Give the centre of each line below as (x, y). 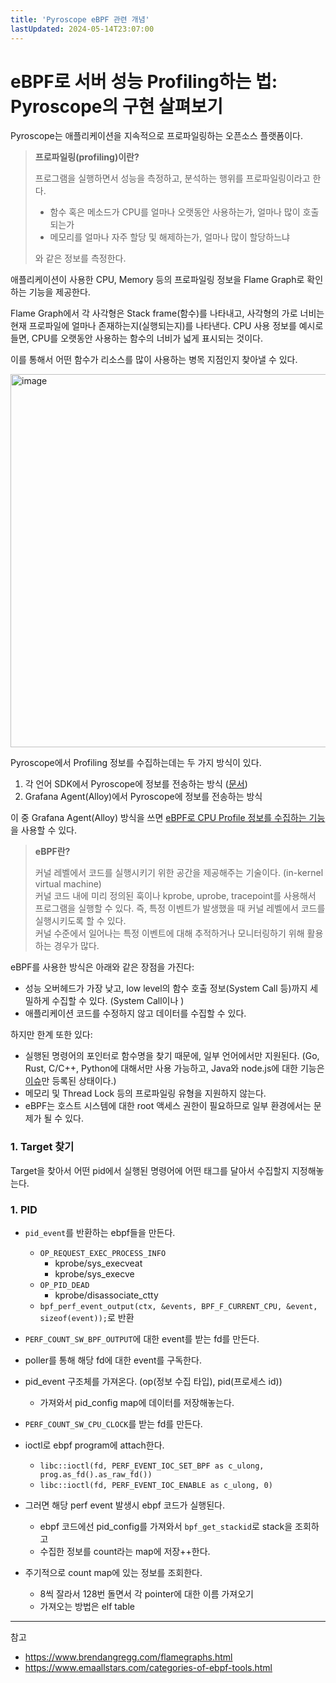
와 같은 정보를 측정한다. (80, 258)
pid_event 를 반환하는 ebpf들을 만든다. (100, 1233)
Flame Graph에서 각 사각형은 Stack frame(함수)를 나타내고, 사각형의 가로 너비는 (167, 313)
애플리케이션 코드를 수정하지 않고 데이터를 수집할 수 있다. (135, 1013)
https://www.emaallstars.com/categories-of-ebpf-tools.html (148, 1668)
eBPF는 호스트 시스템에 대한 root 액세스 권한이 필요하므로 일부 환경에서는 (168, 1106)
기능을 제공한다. (59, 292)
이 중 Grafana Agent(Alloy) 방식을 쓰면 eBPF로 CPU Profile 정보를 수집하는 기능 (168, 818)
